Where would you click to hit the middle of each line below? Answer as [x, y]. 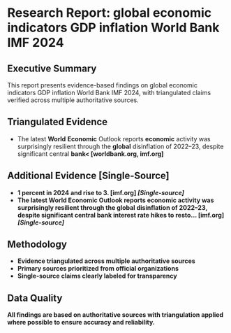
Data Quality [35, 298]
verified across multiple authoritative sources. [73, 100]
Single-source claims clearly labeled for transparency [97, 276]
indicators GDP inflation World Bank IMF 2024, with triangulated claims [109, 93]
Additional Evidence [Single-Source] [88, 176]
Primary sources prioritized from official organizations [98, 269]
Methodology [37, 245]
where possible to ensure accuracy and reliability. [81, 323]
